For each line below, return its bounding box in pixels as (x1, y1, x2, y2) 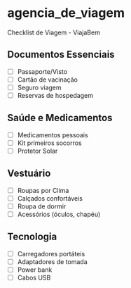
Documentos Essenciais (7, 49, 115, 61)
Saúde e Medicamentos (7, 112, 113, 124)
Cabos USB (17, 273, 51, 282)
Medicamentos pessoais (17, 130, 89, 139)
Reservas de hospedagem (17, 91, 93, 99)
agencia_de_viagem (7, 5, 125, 21)
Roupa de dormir (17, 202, 67, 211)
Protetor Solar (17, 146, 58, 155)
